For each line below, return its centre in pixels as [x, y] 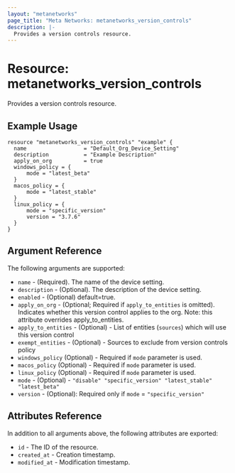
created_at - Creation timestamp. [66, 455]
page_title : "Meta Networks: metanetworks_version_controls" [100, 21]
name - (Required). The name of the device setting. [91, 282]
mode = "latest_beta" [58, 173]
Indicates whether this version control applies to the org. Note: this [115, 312]
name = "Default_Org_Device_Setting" [97, 148]
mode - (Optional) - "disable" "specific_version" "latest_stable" [115, 380]
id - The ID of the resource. [58, 447]
